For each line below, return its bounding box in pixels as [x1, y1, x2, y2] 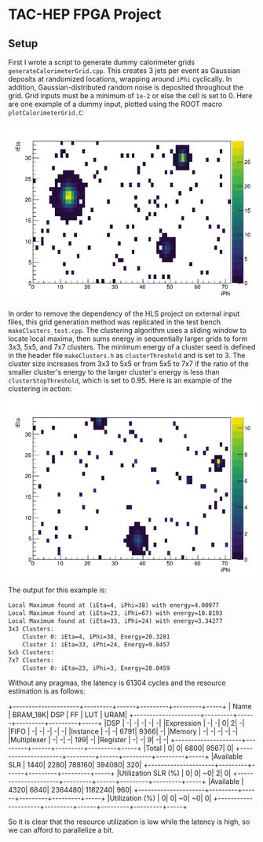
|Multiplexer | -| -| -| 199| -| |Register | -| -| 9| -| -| [8, 735, 169, 745]
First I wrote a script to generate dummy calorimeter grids [8, 57, 195, 67]
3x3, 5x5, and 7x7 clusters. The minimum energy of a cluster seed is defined [8, 342, 256, 352]
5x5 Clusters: [8, 649, 55, 657]
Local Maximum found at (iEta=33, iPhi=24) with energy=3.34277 [8, 617, 223, 625]
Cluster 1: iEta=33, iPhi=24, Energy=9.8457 [22, 641, 170, 649]
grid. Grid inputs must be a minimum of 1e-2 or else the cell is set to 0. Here [8, 91, 253, 100]
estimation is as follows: [8, 686, 86, 696]
